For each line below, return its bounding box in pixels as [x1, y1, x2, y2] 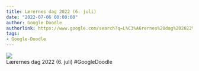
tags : [6, 31, 20, 37]
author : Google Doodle [6, 20, 62, 25]
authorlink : [6, 25, 36, 31]
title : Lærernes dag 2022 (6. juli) [6, 8, 97, 15]
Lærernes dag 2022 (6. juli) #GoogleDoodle [6, 59, 113, 65]
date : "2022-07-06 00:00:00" [6, 14, 78, 20]
